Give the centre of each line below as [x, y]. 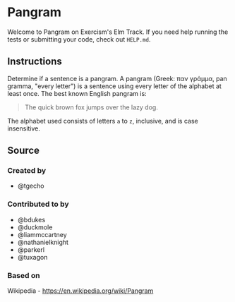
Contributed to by [38, 204]
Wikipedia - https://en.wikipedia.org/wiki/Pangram [80, 291]
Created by [27, 171]
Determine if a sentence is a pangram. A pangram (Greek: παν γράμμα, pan [117, 78]
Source [24, 151]
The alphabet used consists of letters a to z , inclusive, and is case [103, 121]
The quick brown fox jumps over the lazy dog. [91, 107]
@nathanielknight [43, 242]
